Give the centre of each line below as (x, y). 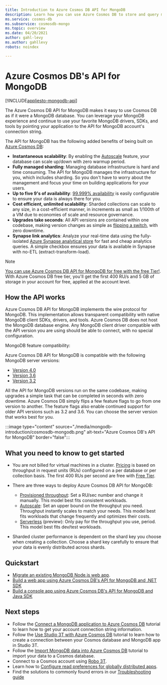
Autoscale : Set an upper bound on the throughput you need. (81, 506)
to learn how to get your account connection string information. (77, 629)
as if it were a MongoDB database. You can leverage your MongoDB (75, 115)
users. (19, 188)
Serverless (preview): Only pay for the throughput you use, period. (88, 522)
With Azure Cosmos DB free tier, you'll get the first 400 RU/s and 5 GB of (80, 276)
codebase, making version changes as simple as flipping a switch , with (85, 225)
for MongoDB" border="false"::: (38, 437)
